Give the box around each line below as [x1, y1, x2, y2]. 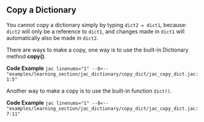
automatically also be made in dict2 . [6, 34, 99, 42]
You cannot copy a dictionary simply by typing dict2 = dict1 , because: [6, 21, 187, 28]
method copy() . [6, 52, 46, 60]
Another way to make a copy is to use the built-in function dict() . [6, 87, 172, 94]
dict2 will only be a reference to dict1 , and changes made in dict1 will [6, 28, 185, 35]
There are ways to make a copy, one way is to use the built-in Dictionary [6, 46, 189, 53]
